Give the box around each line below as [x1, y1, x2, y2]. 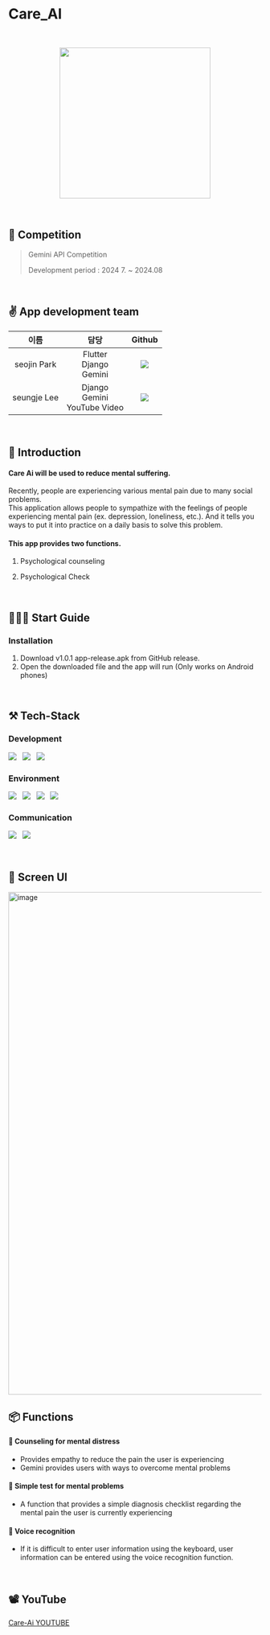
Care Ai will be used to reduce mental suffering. [8, 468, 171, 478]
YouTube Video [66, 401, 125, 413]
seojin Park [14, 359, 57, 370]
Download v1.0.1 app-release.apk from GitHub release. [19, 653, 200, 663]
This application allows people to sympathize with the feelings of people [8, 503, 247, 513]
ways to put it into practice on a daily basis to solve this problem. [8, 520, 223, 530]
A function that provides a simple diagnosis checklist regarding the [19, 1499, 242, 1509]
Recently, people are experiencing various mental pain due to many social [8, 486, 253, 495]
